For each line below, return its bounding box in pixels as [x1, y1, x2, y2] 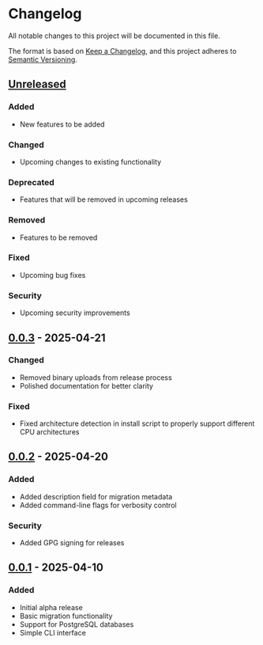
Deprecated [8, 176, 55, 188]
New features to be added [19, 120, 105, 129]
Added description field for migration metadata [19, 491, 173, 501]
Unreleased [8, 78, 67, 91]
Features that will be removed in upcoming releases [19, 195, 188, 204]
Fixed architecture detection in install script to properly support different [19, 419, 255, 428]
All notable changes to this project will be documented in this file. [8, 31, 221, 40]
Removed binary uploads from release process [19, 373, 172, 382]
